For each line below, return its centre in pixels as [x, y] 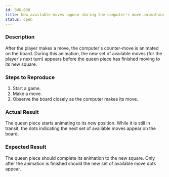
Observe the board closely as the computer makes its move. [75, 99]
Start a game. [27, 88]
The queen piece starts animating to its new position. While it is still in [78, 123]
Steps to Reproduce [30, 77]
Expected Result [26, 147]
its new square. [21, 64]
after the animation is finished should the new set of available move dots [81, 163]
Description [20, 37]
